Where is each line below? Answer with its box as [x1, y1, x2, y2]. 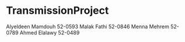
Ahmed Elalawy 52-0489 [19, 29, 80, 36]
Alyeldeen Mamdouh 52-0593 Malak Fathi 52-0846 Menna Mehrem [6, 23, 169, 30]
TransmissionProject [6, 4, 109, 17]
